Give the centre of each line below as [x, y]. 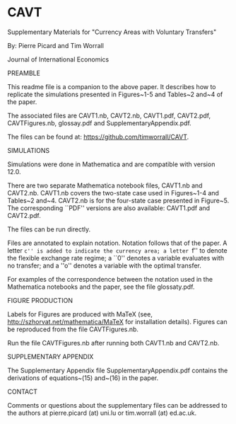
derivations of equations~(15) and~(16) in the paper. [83, 378]
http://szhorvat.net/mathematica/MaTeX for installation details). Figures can [117, 321]
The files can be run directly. [49, 229]
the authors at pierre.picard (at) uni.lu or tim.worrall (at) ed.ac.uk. [102, 413]
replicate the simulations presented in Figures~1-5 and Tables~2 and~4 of [115, 94]
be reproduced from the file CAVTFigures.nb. [73, 329]
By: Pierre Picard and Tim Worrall [56, 45]
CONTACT [22, 391]
